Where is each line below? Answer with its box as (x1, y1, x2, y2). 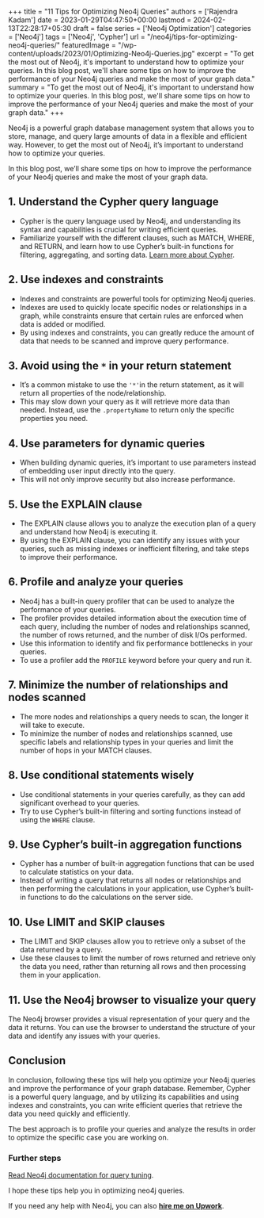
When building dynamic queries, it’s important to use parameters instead (19, 458, 257, 467)
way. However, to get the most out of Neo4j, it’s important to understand (8, 140, 243, 149)
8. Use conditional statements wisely (8, 768, 194, 782)
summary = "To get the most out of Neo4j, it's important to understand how (8, 82, 255, 92)
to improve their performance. (19, 553, 118, 562)
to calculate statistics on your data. (19, 868, 134, 877)
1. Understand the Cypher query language (8, 195, 219, 209)
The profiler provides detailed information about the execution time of (19, 613, 247, 622)
